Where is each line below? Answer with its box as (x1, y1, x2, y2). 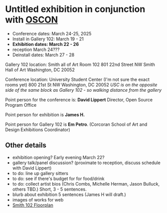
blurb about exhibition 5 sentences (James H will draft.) (12, 191, 126, 198)
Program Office (5, 102, 37, 108)
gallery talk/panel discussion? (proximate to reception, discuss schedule (12, 160, 161, 166)
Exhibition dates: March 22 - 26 (12, 41, 79, 47)
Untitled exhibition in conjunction (5, 3, 146, 15)
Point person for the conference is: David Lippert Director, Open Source (5, 96, 153, 103)
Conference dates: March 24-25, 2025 (12, 30, 92, 36)
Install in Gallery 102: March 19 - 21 (12, 36, 84, 42)
